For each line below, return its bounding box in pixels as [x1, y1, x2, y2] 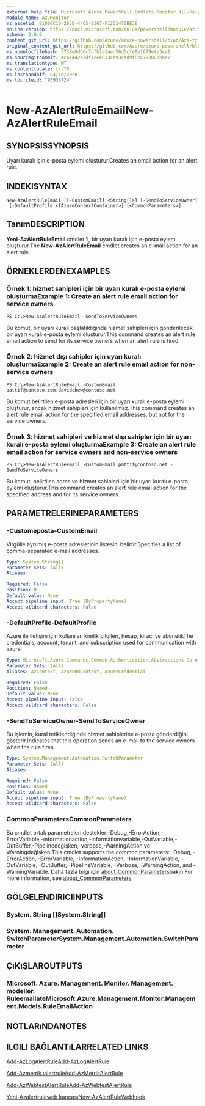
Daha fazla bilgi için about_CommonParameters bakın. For [51, 868, 193, 875]
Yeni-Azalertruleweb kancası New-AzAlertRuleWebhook [6, 1093, 145, 1101]
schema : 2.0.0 [6, 32, 43, 38]
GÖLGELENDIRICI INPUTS [6, 892, 104, 902]
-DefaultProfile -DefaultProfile [6, 618, 96, 627]
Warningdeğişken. [6, 848, 52, 855]
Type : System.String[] [6, 558, 64, 565]
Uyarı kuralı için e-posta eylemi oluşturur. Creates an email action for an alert [6, 157, 198, 164]
